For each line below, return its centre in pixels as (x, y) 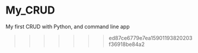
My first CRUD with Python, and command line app (68, 26)
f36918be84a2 (127, 44)
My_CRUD (31, 10)
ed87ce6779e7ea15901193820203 (151, 38)
